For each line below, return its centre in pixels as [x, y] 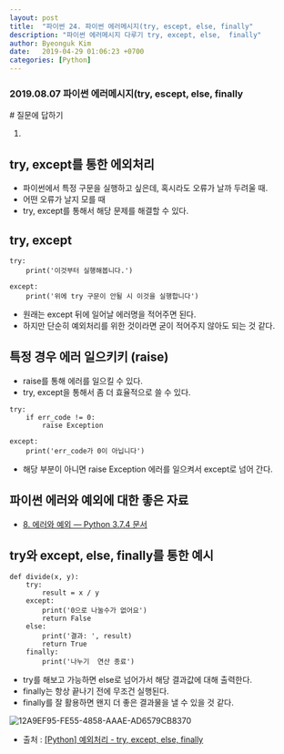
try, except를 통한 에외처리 [82, 164]
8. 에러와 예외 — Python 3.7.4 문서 [85, 524]
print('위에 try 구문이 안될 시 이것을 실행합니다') [112, 296]
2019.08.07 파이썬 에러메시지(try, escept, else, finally [127, 94]
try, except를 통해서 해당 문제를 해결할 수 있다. [106, 211]
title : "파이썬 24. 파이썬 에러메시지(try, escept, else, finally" [132, 26]
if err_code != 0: [61, 417]
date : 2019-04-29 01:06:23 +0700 [77, 52]
